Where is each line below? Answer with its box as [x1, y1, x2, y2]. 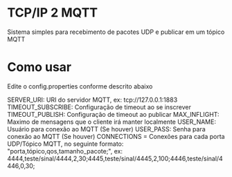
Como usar [7, 59, 72, 75]
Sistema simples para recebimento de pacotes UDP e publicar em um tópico [7, 28, 225, 36]
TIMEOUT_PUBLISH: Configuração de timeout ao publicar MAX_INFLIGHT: [7, 110, 220, 118]
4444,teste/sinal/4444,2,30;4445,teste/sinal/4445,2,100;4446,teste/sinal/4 [7, 154, 223, 162]
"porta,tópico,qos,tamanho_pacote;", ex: [7, 147, 123, 155]
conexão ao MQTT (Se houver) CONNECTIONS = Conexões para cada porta [7, 132, 225, 140]
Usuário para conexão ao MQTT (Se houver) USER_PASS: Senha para [7, 124, 206, 133]
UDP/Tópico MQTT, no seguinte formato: [7, 140, 124, 148]
